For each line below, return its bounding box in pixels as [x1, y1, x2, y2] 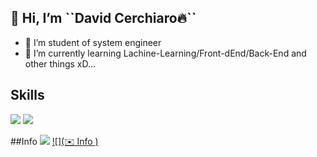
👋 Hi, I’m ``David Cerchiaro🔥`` [10, 10, 197, 27]
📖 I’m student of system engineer [24, 36, 162, 48]
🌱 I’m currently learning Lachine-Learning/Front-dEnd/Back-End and [24, 47, 307, 59]
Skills [10, 87, 45, 104]
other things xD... [24, 57, 97, 70]
